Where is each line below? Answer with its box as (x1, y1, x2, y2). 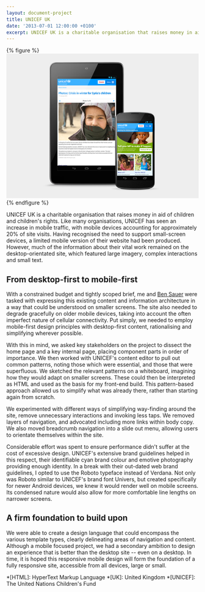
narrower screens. (6, 495, 52, 503)
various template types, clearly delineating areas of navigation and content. (6, 536, 196, 543)
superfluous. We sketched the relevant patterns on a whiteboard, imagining (6, 367, 196, 375)
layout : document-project (6, 10, 72, 16)
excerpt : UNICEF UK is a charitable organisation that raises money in (6, 29, 192, 36)
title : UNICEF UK (6, 16, 51, 23)
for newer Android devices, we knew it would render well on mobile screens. (6, 482, 199, 490)
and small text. (6, 257, 43, 264)
